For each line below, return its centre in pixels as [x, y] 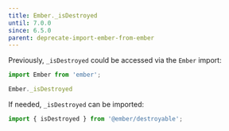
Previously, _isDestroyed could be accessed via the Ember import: [115, 60]
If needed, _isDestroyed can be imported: [76, 104]
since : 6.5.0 [30, 30]
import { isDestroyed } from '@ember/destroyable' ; [95, 119]
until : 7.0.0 [30, 23]
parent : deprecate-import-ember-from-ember [82, 38]
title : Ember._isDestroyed [53, 15]
